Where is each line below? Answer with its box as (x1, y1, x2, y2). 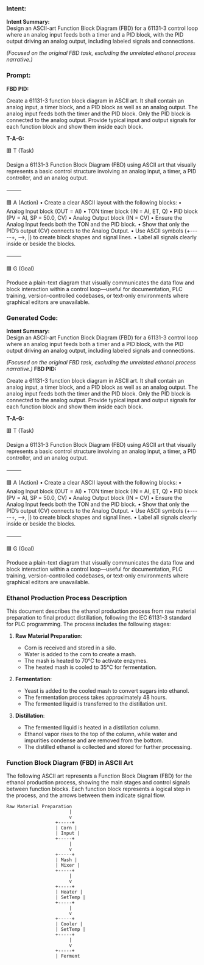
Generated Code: (6, 313, 58, 322)
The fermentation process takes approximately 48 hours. (24, 694, 167, 701)
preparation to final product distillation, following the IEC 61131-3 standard (6, 614, 192, 621)
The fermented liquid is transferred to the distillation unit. (24, 700, 167, 707)
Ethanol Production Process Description (6, 593, 127, 602)
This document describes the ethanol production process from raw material (6, 607, 196, 615)
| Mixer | (55, 862, 80, 869)
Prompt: (6, 71, 31, 80)
